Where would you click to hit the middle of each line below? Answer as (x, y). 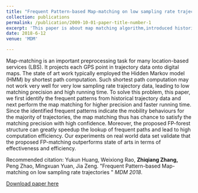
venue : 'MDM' (22, 39)
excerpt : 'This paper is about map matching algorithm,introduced (89, 28)
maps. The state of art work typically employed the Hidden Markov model (95, 73)
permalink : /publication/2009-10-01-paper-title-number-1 (79, 22)
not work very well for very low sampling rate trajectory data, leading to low (98, 86)
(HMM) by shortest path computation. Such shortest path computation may (98, 79)
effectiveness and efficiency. (41, 148)
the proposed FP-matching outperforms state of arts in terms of (83, 142)
